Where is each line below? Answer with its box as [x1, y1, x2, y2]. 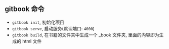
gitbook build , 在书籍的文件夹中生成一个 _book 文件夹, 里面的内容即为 [12, 32, 160, 38]
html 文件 [22, 38, 42, 44]
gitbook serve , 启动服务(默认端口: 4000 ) [12, 25, 95, 31]
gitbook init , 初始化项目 [12, 19, 64, 25]
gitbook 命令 [5, 5, 45, 14]
